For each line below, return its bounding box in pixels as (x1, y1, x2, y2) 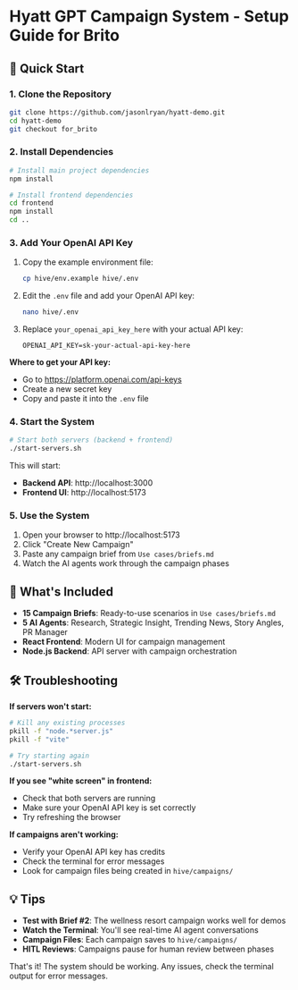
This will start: (9, 461, 61, 471)
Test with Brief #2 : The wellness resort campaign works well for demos (21, 915, 286, 927)
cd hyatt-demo (9, 116, 62, 125)
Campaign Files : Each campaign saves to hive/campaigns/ (21, 935, 238, 945)
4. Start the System (9, 416, 95, 428)
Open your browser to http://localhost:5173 (21, 529, 180, 540)
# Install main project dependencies (9, 165, 150, 175)
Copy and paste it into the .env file (21, 393, 149, 404)
